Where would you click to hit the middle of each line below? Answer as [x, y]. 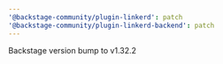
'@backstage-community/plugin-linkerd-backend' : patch [111, 25]
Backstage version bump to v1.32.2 [73, 50]
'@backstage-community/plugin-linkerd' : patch [96, 17]
